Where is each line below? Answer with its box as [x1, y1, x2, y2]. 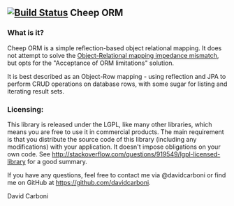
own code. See [7, 149, 51, 158]
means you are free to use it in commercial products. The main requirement [7, 127, 225, 136]
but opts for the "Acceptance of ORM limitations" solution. [7, 59, 175, 67]
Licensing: [7, 104, 44, 114]
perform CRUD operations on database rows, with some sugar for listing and [7, 80, 228, 88]
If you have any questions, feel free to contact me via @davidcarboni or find [7, 170, 226, 179]
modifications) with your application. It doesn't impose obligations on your [7, 142, 221, 151]
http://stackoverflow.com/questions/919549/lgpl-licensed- [52, 149, 221, 158]
